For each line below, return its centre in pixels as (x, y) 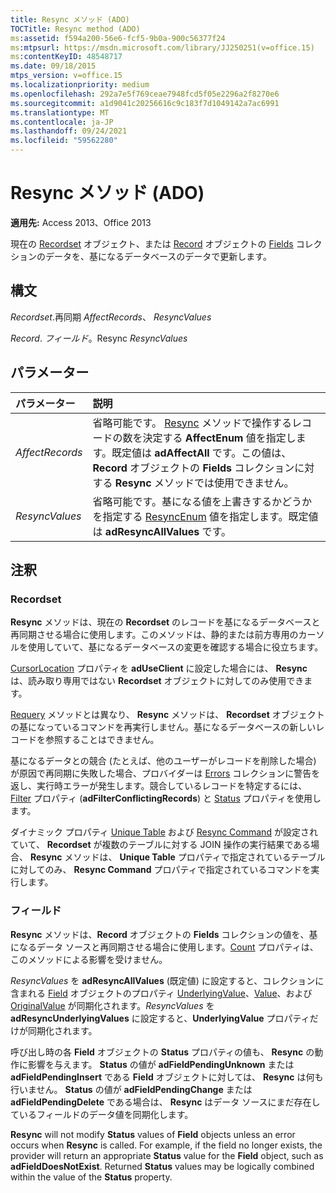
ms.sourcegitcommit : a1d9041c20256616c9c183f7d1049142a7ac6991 (145, 103)
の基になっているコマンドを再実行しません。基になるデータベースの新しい (163, 727)
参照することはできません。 (102, 740)
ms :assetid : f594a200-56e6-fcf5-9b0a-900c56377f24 (118, 38)
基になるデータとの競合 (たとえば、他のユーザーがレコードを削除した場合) (163, 761)
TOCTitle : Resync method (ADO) (75, 29)
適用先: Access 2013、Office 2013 (81, 222)
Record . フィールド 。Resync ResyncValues (99, 338)
